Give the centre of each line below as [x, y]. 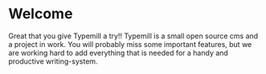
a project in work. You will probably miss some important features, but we [130, 44]
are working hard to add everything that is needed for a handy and [119, 53]
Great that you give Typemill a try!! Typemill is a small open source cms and [133, 36]
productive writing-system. [53, 61]
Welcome [41, 14]
